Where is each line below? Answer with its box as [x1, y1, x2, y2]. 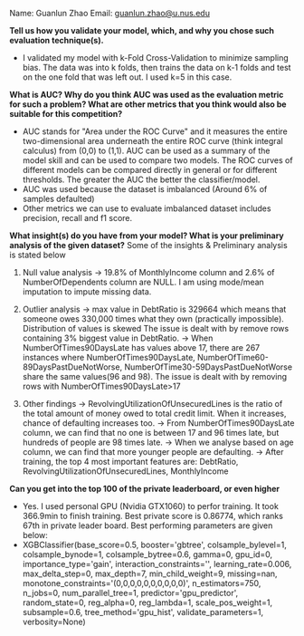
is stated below [9, 249, 66, 260]
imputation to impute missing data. [22, 286, 152, 297]
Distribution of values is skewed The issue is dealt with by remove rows [22, 323, 290, 333]
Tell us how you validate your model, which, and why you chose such [9, 25, 274, 35]
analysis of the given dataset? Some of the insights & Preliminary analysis [9, 240, 288, 250]
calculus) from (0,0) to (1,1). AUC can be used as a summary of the [22, 145, 271, 156]
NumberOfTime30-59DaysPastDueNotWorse [124, 361, 292, 372]
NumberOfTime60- [197, 352, 270, 362]
